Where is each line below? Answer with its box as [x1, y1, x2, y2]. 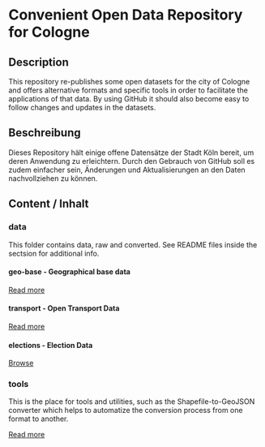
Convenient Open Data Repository [8, 6, 243, 24]
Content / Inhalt [8, 197, 89, 211]
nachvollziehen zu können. [8, 173, 98, 183]
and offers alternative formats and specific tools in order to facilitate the [8, 85, 249, 95]
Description [8, 55, 69, 69]
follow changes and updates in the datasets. [8, 103, 156, 112]
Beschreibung [8, 126, 81, 140]
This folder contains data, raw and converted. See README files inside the [8, 239, 258, 249]
